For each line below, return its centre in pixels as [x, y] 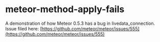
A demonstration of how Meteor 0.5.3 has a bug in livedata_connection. [80, 23]
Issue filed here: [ [24, 28]
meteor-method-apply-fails [65, 9]
